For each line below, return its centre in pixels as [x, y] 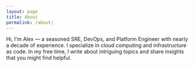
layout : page [22, 11]
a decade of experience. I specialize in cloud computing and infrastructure [96, 45]
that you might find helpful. [39, 58]
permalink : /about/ [30, 22]
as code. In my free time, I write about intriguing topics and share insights [95, 52]
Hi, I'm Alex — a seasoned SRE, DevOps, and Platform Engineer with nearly [97, 39]
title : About [22, 17]
